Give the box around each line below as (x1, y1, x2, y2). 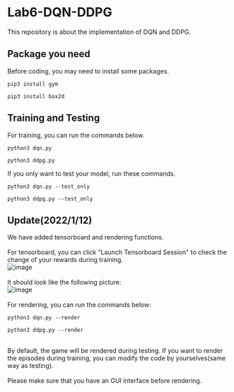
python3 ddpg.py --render (7, 326, 83, 334)
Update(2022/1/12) (7, 214, 93, 226)
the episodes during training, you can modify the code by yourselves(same (7, 354, 226, 362)
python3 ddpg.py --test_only (7, 195, 93, 202)
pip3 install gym (7, 81, 59, 88)
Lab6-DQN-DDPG (7, 4, 113, 20)
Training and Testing (7, 112, 100, 124)
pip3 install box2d (7, 93, 65, 100)
